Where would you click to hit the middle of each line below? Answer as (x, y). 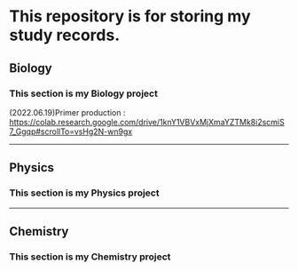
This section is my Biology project (83, 93)
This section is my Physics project (84, 193)
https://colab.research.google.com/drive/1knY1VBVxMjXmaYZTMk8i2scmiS (147, 122)
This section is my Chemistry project (90, 257)
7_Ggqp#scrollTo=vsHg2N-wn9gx (71, 132)
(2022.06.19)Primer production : (67, 112)
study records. (65, 35)
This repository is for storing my (130, 16)
